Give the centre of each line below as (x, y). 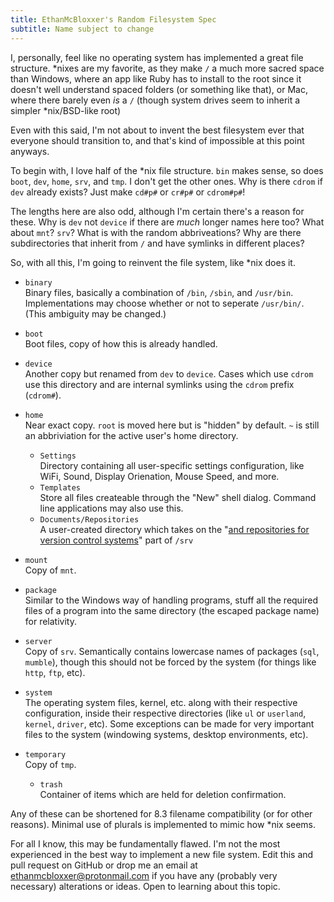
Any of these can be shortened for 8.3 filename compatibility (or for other (161, 813)
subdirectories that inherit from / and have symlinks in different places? (157, 243)
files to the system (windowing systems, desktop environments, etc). (166, 734)
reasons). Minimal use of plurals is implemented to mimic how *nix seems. (163, 824)
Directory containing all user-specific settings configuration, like (172, 465)
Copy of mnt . (50, 570)
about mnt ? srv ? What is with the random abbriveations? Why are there (156, 232)
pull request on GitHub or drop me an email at (104, 865)
